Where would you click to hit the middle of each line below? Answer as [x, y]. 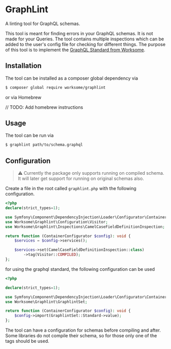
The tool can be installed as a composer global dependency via [72, 78]
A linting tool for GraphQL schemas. [43, 24]
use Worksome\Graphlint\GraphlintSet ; [46, 302]
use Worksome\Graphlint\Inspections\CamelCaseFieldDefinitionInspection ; [85, 227]
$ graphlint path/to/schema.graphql [44, 145]
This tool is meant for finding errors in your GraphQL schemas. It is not [79, 33]
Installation [23, 66]
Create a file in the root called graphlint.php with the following [71, 189]
